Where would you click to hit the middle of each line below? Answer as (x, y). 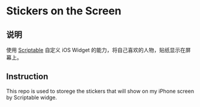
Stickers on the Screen (64, 11)
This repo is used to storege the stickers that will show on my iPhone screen (100, 91)
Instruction (27, 77)
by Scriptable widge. (32, 97)
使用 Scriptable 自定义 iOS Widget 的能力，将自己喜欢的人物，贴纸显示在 (96, 50)
